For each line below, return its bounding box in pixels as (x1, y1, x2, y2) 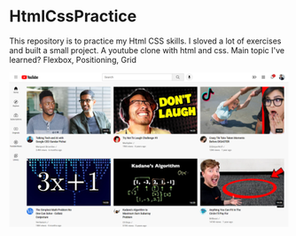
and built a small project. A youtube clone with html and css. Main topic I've (9, 44, 285, 55)
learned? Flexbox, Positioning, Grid (9, 54, 137, 65)
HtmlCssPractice (9, 6, 137, 27)
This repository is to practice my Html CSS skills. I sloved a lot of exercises (9, 35, 282, 46)
